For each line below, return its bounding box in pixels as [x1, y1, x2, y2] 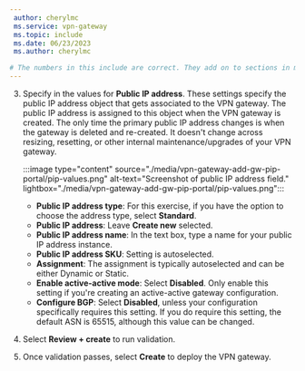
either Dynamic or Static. [35, 268, 130, 278]
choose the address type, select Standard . [35, 210, 197, 220]
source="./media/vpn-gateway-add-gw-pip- [114, 164, 281, 174]
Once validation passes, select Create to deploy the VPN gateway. [22, 351, 272, 362]
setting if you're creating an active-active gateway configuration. [35, 288, 279, 298]
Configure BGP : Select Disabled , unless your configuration [35, 297, 259, 308]
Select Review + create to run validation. [22, 334, 176, 345]
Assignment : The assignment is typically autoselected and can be [35, 259, 285, 268]
